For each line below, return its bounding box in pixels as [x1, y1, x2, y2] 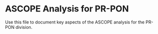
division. [15, 24, 33, 30]
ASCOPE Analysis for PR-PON [5, 3, 129, 14]
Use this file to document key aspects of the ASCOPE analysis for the [5, 19, 145, 25]
